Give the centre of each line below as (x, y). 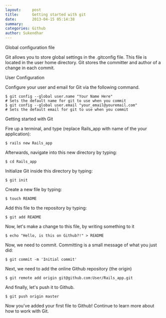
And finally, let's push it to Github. (40, 287)
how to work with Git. (27, 311)
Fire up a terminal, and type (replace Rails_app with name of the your (76, 129)
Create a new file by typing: (34, 189)
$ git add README (23, 217)
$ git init (16, 180)
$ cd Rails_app (21, 162)
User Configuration (25, 77)
